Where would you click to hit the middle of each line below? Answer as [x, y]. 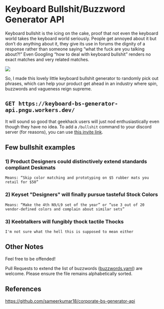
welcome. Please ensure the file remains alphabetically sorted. [69, 273]
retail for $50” [22, 182]
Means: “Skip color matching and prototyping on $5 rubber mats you [77, 178]
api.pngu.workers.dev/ [40, 110]
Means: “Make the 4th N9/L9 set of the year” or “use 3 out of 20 [75, 205]
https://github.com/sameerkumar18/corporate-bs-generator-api [70, 301]
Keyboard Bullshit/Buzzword [65, 9]
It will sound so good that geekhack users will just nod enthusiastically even [82, 121]
